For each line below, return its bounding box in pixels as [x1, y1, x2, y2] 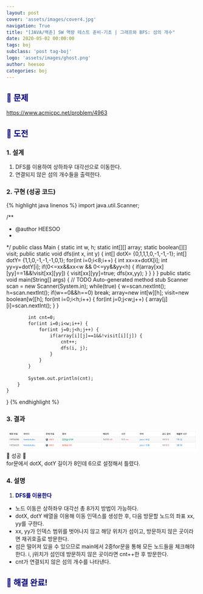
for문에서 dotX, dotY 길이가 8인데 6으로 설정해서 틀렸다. [6, 460, 141, 467]
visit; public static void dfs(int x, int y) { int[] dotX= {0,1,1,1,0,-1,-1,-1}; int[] [6, 250, 187, 257]
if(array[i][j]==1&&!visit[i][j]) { [49, 333, 143, 339]
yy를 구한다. [15, 520, 44, 527]
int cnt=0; [28, 315, 56, 321]
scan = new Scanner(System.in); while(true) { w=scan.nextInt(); [6, 282, 166, 290]
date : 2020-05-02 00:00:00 [6, 35, 75, 42]
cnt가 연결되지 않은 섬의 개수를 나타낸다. [15, 558, 111, 565]
